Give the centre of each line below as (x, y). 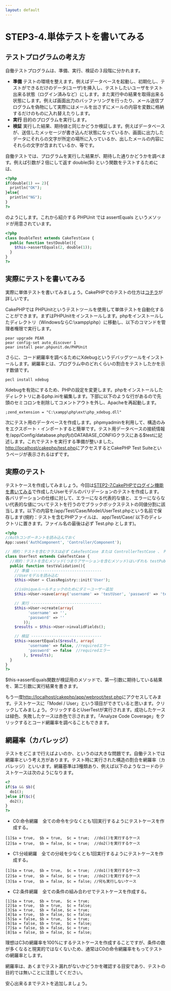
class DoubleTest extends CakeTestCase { (50, 238)
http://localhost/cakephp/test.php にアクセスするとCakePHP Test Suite (79, 448)
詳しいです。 (19, 299)
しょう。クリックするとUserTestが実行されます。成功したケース (99, 710)
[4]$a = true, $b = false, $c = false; (49, 915)
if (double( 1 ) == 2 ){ (27, 183)
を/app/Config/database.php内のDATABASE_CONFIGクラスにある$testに (82, 435)
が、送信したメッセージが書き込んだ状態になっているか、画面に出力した (88, 132)
